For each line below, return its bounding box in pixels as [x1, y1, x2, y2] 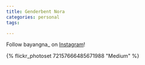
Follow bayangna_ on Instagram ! [6, 41, 86, 48]
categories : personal [6, 14, 60, 20]
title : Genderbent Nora [6, 8, 65, 15]
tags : [6, 19, 20, 25]
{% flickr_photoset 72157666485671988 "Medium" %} [6, 53, 140, 60]
